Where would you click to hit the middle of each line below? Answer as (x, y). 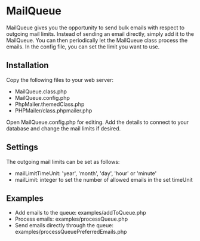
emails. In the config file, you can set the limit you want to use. (83, 47)
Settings (22, 147)
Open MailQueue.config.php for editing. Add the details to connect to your (98, 122)
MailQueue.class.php (41, 91)
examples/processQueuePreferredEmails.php (71, 232)
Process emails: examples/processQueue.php (71, 219)
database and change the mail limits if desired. (64, 128)
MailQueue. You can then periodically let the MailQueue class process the (97, 40)
